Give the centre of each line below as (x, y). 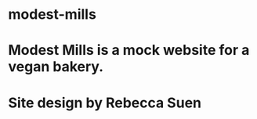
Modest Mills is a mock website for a (129, 50)
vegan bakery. (56, 67)
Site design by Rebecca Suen (105, 103)
